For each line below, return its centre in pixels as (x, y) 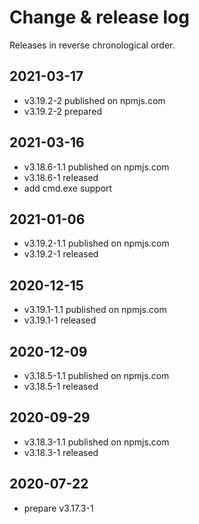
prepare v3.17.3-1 (58, 508)
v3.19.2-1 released (61, 254)
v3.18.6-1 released (61, 177)
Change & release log (99, 17)
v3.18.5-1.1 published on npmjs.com (96, 375)
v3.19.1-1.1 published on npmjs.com (95, 310)
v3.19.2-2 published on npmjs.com (94, 100)
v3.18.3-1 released (61, 452)
